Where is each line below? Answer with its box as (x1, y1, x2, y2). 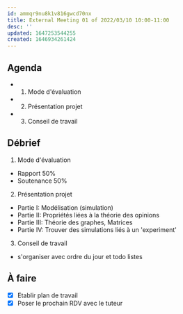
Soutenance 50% (17, 176, 67, 185)
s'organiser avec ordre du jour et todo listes (17, 252, 143, 261)
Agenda (7, 62, 42, 74)
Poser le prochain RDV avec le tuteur (17, 299, 123, 307)
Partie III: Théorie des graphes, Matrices (17, 218, 133, 226)
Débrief (7, 137, 41, 149)
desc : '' (7, 23, 33, 30)
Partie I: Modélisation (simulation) (17, 203, 113, 212)
